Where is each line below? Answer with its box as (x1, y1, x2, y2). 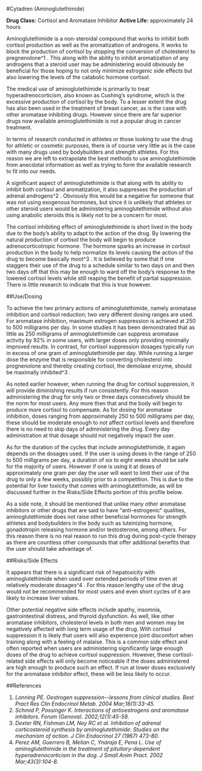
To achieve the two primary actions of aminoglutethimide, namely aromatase (6, 305, 197, 311)
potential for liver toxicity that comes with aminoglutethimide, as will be (6, 482, 183, 489)
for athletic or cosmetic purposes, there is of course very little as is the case (6, 142, 196, 149)
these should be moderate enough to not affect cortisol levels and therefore (6, 419, 195, 426)
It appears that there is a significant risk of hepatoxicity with (6, 568, 156, 576)
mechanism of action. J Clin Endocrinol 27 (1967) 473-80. (14, 732, 160, 740)
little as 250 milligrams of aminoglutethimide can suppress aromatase (6, 330, 179, 337)
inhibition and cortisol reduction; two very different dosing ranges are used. (6, 311, 194, 318)
